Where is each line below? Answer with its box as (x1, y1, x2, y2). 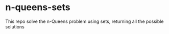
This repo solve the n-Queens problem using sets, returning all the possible (5, 18, 164, 24)
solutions (5, 23, 25, 29)
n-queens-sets (5, 2, 70, 13)
